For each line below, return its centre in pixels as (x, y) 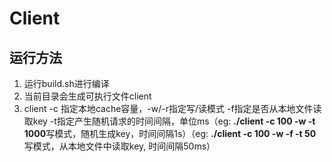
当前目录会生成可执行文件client (87, 96)
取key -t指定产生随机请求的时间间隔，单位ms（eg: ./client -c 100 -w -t (169, 121)
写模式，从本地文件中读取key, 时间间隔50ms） (119, 146)
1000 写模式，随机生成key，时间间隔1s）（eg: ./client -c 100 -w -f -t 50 (170, 133)
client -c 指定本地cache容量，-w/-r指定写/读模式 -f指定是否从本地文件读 (172, 108)
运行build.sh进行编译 (66, 83)
